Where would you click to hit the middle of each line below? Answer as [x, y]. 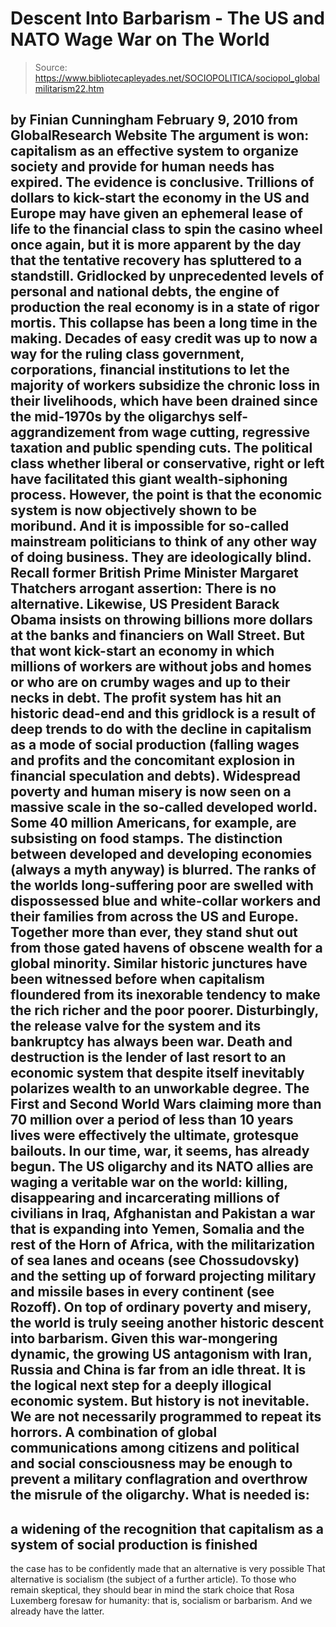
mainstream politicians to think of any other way [164, 542]
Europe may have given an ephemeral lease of [156, 213]
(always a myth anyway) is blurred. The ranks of [163, 870]
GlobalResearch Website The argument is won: [160, 135]
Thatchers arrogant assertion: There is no [143, 588]
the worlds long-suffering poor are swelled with [162, 885]
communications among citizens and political [155, 1448]
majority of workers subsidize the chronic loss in [165, 385]
